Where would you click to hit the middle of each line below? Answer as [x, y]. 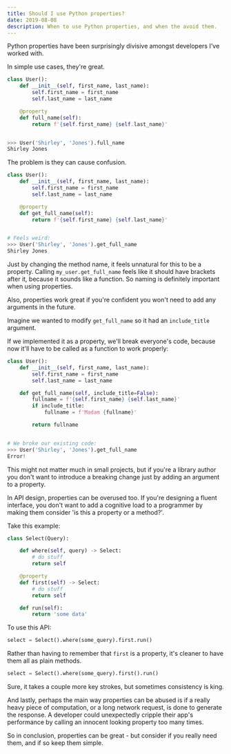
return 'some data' [60, 614]
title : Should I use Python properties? [66, 13]
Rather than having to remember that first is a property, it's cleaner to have [115, 654]
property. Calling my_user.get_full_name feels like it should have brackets [111, 272]
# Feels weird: [29, 238]
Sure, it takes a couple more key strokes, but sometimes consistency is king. [115, 687]
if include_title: [58, 406]
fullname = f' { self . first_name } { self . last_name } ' [106, 399]
